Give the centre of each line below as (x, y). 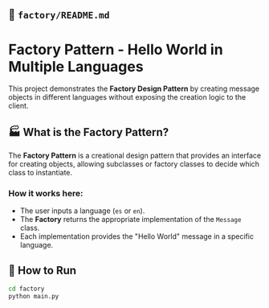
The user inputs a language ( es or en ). (82, 211)
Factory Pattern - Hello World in (116, 49)
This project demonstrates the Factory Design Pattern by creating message (134, 88)
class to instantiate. (41, 173)
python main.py (34, 297)
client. (18, 106)
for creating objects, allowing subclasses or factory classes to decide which (134, 164)
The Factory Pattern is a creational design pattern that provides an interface (135, 156)
